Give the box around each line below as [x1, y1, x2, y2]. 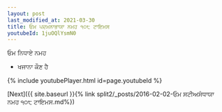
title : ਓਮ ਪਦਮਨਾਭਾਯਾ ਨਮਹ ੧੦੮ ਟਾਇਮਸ [7, 23, 110, 30]
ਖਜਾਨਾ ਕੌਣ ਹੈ [17, 63, 49, 71]
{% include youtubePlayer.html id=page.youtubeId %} [7, 77, 163, 85]
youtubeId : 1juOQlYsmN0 [7, 29, 77, 37]
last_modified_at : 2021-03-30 [7, 17, 96, 24]
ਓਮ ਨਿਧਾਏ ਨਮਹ [7, 49, 47, 57]
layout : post [7, 10, 45, 17]
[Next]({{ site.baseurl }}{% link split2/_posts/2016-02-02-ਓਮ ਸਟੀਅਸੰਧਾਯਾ [7, 90, 214, 98]
